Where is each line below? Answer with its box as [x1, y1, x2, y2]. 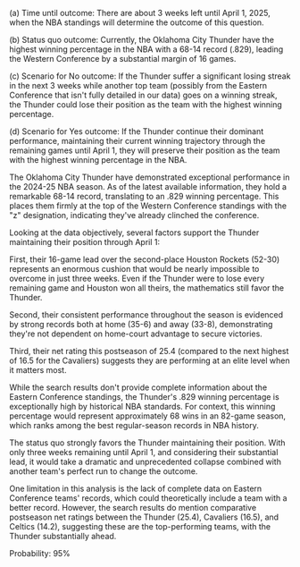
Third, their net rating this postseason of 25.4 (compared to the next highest [9, 346, 289, 356]
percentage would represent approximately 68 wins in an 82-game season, [9, 410, 287, 421]
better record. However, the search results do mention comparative [9, 503, 257, 512]
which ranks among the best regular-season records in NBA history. [9, 420, 259, 430]
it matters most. [9, 365, 67, 375]
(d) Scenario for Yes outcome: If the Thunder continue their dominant [9, 126, 264, 137]
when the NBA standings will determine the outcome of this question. [9, 17, 265, 28]
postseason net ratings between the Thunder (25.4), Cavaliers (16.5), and [9, 512, 279, 522]
